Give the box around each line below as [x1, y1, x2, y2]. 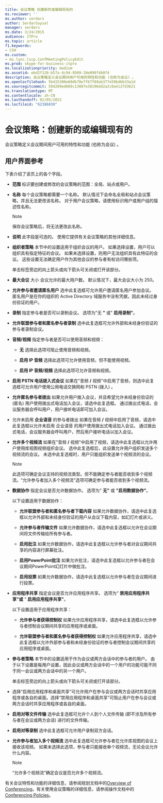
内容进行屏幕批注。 [28, 547, 66, 553]
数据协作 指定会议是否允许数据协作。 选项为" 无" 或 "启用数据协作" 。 [12, 487, 151, 493]
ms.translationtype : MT [5, 88, 53, 93]
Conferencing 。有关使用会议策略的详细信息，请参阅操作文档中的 [5, 786, 134, 792]
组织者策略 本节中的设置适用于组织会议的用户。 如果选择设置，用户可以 [12, 244, 155, 250]
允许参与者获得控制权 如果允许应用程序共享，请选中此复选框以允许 [19, 617, 153, 623]
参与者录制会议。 [12, 326, 47, 332]
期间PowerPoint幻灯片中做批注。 [23, 563, 89, 569]
